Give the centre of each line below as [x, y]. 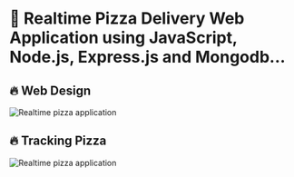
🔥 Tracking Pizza [58, 141]
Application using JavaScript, [123, 38]
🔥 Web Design [50, 90]
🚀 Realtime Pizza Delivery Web [127, 19]
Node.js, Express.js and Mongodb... [147, 57]
